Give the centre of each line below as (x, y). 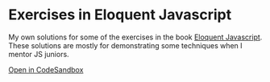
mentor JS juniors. (39, 54)
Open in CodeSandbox (46, 69)
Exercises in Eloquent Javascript (120, 15)
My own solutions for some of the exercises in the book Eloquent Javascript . (135, 37)
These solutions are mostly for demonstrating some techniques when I (126, 45)
